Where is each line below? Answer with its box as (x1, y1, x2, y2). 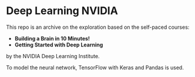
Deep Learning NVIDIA (6, 4, 119, 18)
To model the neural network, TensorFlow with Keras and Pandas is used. (6, 63, 184, 71)
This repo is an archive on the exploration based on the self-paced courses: (6, 24, 190, 31)
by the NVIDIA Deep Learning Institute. (6, 52, 100, 59)
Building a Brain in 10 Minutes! (14, 35, 90, 42)
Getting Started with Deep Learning (14, 41, 103, 48)
